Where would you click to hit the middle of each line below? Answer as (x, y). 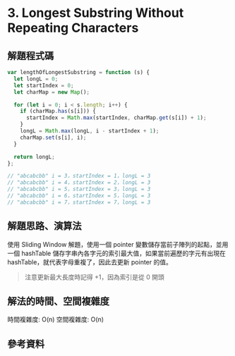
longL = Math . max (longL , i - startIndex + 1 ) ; (90, 131)
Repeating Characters (73, 28)
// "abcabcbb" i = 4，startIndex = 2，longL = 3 (79, 183)
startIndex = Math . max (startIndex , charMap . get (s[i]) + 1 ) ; (116, 118)
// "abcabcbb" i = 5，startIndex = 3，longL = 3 (79, 189)
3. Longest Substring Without (96, 13)
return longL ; (34, 156)
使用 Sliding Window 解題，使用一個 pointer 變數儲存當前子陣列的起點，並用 (118, 244)
